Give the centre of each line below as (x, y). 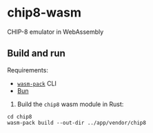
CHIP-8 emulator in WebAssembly (55, 32)
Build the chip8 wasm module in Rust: (70, 104)
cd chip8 (20, 116)
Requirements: (28, 70)
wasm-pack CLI (37, 83)
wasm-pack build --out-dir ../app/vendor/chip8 (77, 123)
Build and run (36, 53)
